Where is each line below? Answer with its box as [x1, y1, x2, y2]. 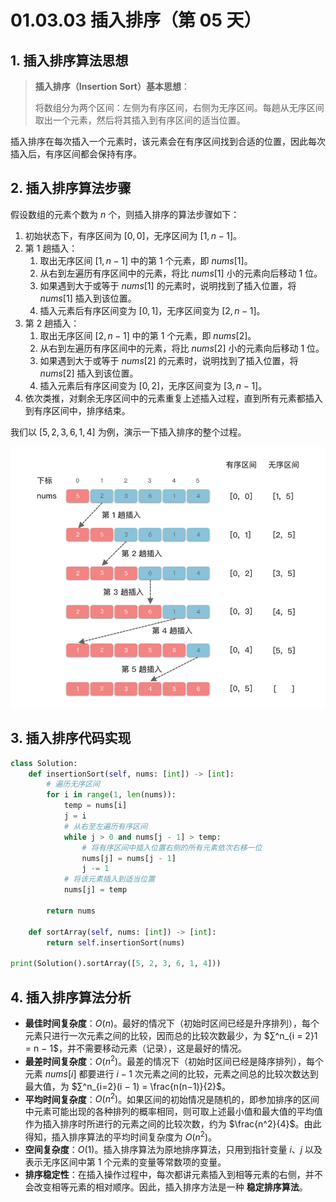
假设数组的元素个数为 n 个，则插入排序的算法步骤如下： [10, 208, 240, 220]
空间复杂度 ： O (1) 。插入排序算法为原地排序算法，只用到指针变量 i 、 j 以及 [24, 1144, 323, 1156]
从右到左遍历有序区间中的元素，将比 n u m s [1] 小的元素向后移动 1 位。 [39, 267, 323, 279]
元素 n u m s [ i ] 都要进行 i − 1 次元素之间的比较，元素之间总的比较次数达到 [24, 1067, 319, 1080]
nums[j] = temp [63, 885, 128, 895]
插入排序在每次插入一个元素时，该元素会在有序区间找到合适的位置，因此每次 [10, 136, 326, 147]
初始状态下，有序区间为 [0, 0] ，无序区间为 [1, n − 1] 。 [24, 229, 243, 241]
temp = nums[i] [63, 801, 128, 811]
